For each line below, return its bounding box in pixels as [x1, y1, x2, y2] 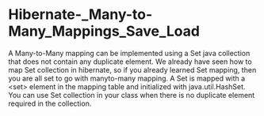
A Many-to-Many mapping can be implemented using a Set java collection [8, 48, 251, 58]
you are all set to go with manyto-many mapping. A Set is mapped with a [8, 73, 246, 83]
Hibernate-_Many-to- [8, 6, 153, 24]
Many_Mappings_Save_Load [8, 22, 201, 40]
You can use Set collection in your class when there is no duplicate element [8, 90, 255, 99]
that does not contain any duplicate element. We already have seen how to [8, 57, 252, 66]
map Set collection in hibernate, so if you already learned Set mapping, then [8, 65, 257, 74]
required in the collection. [8, 99, 92, 108]
